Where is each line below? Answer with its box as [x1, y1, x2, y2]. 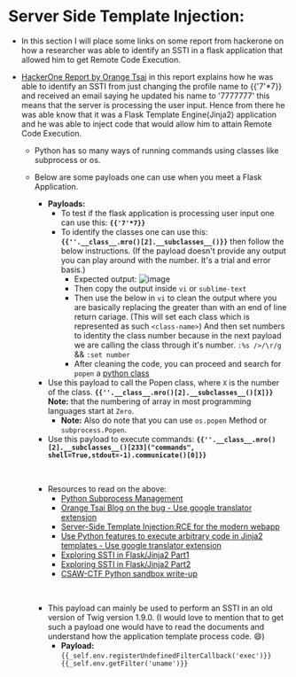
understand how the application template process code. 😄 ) [47, 631, 265, 642]
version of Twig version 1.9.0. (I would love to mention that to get [47, 611, 284, 622]
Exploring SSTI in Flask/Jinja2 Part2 [60, 558, 191, 569]
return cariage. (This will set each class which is [74, 311, 250, 322]
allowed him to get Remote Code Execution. [20, 54, 181, 65]
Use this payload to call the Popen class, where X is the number [47, 377, 280, 387]
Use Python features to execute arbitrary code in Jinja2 [60, 530, 263, 541]
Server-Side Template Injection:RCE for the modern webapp [60, 521, 280, 532]
